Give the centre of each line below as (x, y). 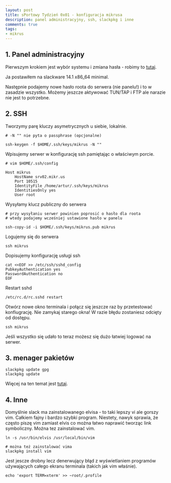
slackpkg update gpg (27, 370)
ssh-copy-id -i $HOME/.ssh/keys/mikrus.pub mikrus (60, 227)
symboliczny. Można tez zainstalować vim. (50, 429)
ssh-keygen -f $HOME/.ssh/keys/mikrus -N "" (54, 144)
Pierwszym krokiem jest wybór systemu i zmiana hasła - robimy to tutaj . (81, 67)
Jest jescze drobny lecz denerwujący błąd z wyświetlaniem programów (81, 461)
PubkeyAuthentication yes (33, 269)
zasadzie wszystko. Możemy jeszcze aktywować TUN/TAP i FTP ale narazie (85, 92)
